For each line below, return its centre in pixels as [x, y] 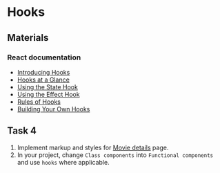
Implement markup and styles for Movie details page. [93, 147]
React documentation [44, 57]
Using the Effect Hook [49, 94]
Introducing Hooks [43, 72]
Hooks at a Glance [43, 80]
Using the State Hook [47, 86]
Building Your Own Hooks [53, 109]
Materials [28, 38]
